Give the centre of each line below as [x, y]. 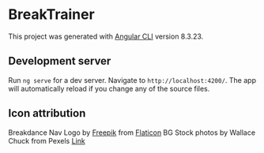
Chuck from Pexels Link [47, 140]
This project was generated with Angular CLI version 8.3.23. [106, 36]
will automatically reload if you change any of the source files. [109, 88]
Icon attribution [47, 113]
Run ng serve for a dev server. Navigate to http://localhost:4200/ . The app [132, 80]
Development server [60, 61]
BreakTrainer [51, 15]
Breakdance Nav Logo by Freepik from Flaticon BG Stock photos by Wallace [132, 132]
